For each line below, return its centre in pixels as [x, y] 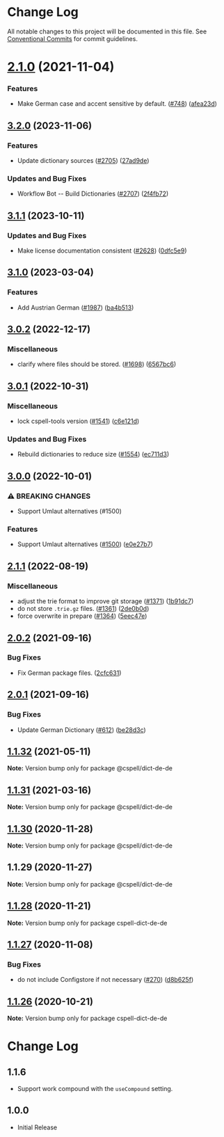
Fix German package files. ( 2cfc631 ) [69, 673]
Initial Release [37, 1127]
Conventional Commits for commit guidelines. [72, 38]
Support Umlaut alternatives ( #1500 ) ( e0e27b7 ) [85, 544]
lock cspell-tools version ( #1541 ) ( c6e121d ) [78, 421]
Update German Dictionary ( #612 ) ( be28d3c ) [81, 730]
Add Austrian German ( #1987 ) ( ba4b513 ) [75, 308]
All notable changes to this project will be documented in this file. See [107, 31]
